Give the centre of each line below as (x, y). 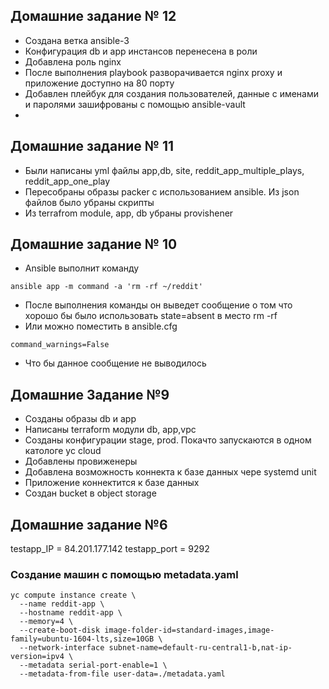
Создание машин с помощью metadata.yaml (124, 574)
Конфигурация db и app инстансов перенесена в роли (141, 51)
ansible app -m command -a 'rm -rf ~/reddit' (106, 287)
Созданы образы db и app (80, 419)
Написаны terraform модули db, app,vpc (110, 430)
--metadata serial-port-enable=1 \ (93, 665)
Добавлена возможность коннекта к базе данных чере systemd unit (170, 472)
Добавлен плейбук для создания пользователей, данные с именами (172, 93)
